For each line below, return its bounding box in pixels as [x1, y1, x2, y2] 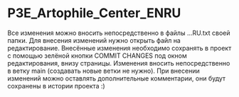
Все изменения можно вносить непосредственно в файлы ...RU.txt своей [7, 29, 230, 37]
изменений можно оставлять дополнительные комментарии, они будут [7, 73, 226, 83]
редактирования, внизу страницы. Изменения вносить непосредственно [7, 58, 230, 67]
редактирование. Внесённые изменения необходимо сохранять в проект [7, 44, 232, 52]
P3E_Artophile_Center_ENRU [7, 5, 181, 21]
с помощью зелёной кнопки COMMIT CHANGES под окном [7, 51, 187, 60]
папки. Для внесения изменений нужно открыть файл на [7, 36, 181, 44]
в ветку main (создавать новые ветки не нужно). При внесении [7, 66, 201, 75]
